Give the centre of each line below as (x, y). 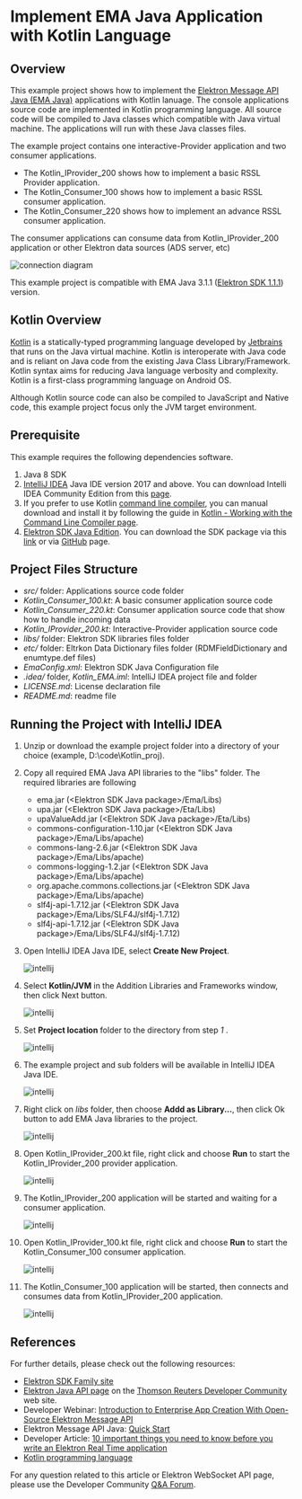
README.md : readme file (70, 696)
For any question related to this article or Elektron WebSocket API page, (142, 1475)
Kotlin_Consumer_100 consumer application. (104, 1252)
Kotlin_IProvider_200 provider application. (100, 1163)
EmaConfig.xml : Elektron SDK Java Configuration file (121, 668)
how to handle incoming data (77, 620)
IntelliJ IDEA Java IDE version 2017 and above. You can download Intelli (155, 483)
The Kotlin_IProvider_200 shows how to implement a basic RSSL (142, 173)
